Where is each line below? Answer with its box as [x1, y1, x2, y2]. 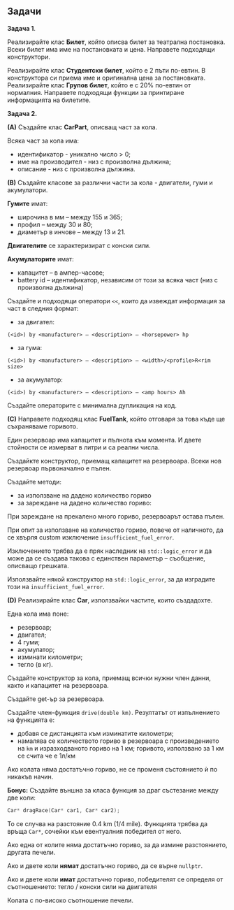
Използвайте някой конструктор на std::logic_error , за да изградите [7, 575, 216, 583]
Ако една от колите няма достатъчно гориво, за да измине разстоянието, [7, 840, 228, 848]
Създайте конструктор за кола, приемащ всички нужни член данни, [7, 674, 212, 682]
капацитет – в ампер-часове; [17, 268, 105, 277]
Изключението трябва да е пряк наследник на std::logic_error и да [7, 547, 212, 555]
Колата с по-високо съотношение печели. [7, 896, 134, 904]
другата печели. [7, 848, 56, 856]
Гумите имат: [7, 199, 48, 208]
